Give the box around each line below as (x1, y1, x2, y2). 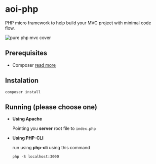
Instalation (5, 77, 39, 85)
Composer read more (12, 62, 56, 68)
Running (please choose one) (5, 103, 97, 111)
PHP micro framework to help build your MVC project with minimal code (5, 20, 152, 26)
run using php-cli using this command (12, 145, 90, 151)
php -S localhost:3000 (12, 154, 59, 159)
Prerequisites (5, 49, 47, 57)
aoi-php (5, 3, 39, 15)
